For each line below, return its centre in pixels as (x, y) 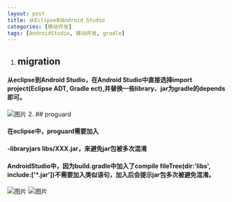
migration (39, 61)
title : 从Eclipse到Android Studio (56, 20)
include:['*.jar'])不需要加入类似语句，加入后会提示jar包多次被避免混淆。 (111, 174)
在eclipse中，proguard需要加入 (53, 131)
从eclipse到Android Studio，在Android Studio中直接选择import (100, 80)
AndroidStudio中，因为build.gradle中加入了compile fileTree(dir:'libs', (109, 166)
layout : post (26, 14)
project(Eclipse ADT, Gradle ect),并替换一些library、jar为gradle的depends (116, 88)
